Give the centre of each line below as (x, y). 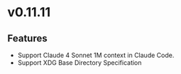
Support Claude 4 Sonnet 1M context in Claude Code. (96, 55)
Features (27, 38)
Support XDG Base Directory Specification (79, 63)
